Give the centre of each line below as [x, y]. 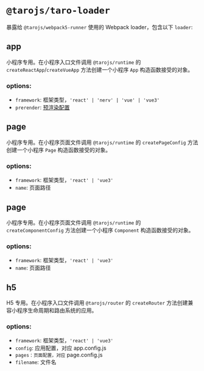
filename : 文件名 [36, 362]
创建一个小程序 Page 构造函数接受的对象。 [59, 150]
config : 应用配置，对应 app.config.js [61, 348]
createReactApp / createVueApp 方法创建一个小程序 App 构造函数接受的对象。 [100, 69]
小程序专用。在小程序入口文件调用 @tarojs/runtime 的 [74, 62]
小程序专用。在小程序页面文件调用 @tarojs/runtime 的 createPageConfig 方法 [102, 142]
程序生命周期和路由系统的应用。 [57, 310]
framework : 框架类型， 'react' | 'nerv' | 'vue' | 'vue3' [87, 100]
